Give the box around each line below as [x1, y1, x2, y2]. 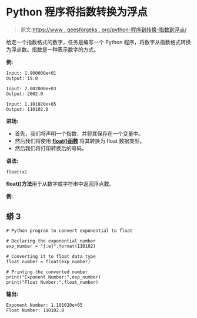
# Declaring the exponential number [6, 238, 96, 244]
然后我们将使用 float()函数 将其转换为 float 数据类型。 [14, 137, 145, 145]
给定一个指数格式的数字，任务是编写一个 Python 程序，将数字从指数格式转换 [6, 38, 191, 45]
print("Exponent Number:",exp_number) [6, 274, 101, 280]
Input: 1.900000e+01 [6, 70, 57, 76]
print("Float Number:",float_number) [6, 279, 99, 285]
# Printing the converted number [6, 269, 88, 275]
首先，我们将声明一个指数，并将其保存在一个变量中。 [14, 130, 144, 137]
